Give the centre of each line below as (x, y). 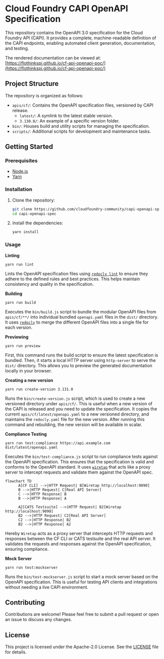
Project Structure (32, 84)
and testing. (17, 48)
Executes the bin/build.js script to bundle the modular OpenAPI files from (81, 312)
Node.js (20, 171)
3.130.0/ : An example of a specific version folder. (70, 120)
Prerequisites (21, 161)
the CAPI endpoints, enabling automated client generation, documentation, (80, 43)
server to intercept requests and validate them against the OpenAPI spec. (79, 472)
